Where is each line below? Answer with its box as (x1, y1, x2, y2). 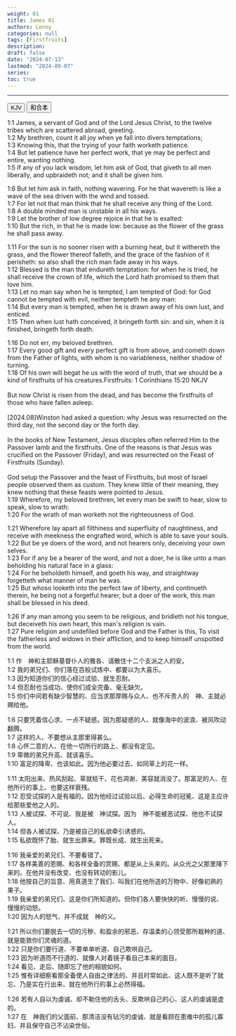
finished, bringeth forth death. (7, 325, 94, 334)
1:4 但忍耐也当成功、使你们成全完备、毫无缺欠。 (7, 683, 147, 692)
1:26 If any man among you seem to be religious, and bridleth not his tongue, (7, 612, 229, 621)
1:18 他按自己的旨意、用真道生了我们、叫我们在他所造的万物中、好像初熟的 (7, 877, 223, 886)
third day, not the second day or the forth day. (7, 421, 140, 429)
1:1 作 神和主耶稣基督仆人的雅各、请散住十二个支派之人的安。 (7, 656, 188, 665)
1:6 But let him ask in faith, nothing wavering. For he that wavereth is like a (7, 184, 221, 193)
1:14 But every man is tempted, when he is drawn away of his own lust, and (7, 303, 224, 311)
